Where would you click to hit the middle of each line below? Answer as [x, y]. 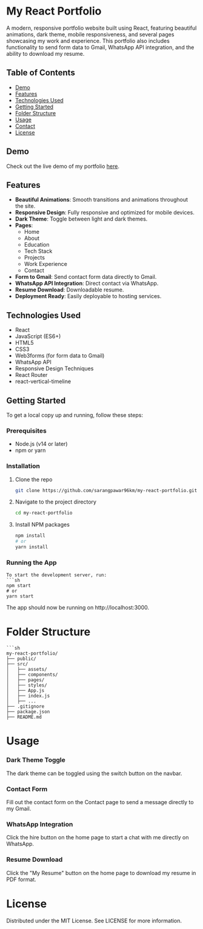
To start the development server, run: [57, 575]
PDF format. [21, 879]
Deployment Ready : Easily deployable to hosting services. [88, 296]
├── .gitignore [25, 707]
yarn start [20, 596]
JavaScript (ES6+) [38, 336]
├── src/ [17, 664]
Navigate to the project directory [56, 502]
